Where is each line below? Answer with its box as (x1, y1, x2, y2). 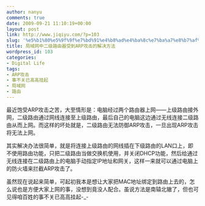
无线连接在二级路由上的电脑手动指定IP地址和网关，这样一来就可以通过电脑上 (6, 157, 198, 164)
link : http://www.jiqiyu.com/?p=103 (6, 32, 99, 38)
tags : (6, 65, 20, 72)
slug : (6, 37, 20, 43)
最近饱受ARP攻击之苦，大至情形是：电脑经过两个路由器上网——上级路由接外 (6, 106, 199, 113)
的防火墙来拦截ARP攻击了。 (6, 164, 76, 172)
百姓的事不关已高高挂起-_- (22, 193, 89, 200)
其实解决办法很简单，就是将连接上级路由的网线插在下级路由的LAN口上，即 (6, 142, 194, 149)
